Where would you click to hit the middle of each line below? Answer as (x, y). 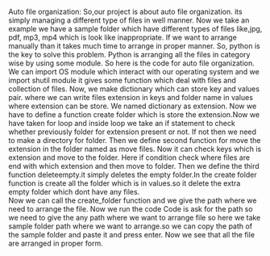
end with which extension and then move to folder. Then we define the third (134, 166)
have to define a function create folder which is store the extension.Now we (134, 115)
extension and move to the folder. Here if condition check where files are (129, 157)
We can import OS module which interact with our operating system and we (134, 71)
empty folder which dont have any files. (74, 192)
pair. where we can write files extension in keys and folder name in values (131, 97)
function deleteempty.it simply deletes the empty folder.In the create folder (133, 174)
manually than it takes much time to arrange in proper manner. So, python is (134, 46)
